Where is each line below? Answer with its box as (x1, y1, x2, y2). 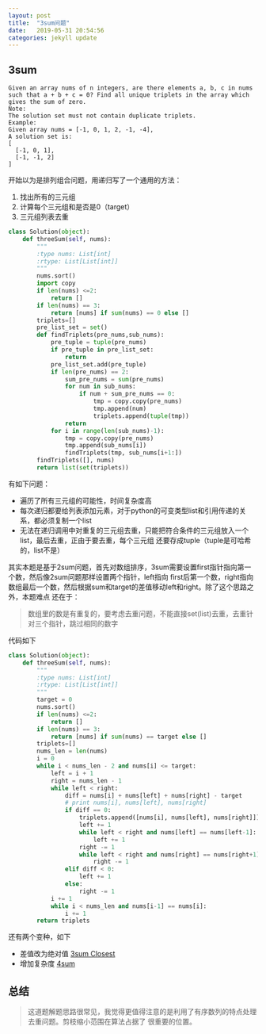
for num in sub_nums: (64, 382, 136, 391)
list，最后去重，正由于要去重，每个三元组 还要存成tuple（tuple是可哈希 (19, 535, 252, 545)
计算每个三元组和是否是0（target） (19, 202, 135, 212)
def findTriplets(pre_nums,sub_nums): (36, 331, 165, 339)
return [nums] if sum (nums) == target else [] (50, 733, 207, 741)
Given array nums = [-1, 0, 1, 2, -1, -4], (8, 126, 154, 134)
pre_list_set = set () (36, 324, 108, 331)
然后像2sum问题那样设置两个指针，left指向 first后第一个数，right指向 (28, 572, 254, 581)
